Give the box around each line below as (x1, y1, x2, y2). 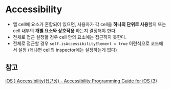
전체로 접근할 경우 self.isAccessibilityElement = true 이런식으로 (12, 40, 150, 47)
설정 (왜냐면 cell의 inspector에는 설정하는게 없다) (18, 47, 117, 53)
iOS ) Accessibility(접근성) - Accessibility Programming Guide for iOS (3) (5, 78, 157, 84)
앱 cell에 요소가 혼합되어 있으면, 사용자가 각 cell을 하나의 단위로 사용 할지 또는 (12, 21, 166, 27)
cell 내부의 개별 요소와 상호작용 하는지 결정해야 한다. (12, 27, 117, 34)
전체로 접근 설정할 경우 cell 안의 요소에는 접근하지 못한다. (12, 34, 127, 40)
